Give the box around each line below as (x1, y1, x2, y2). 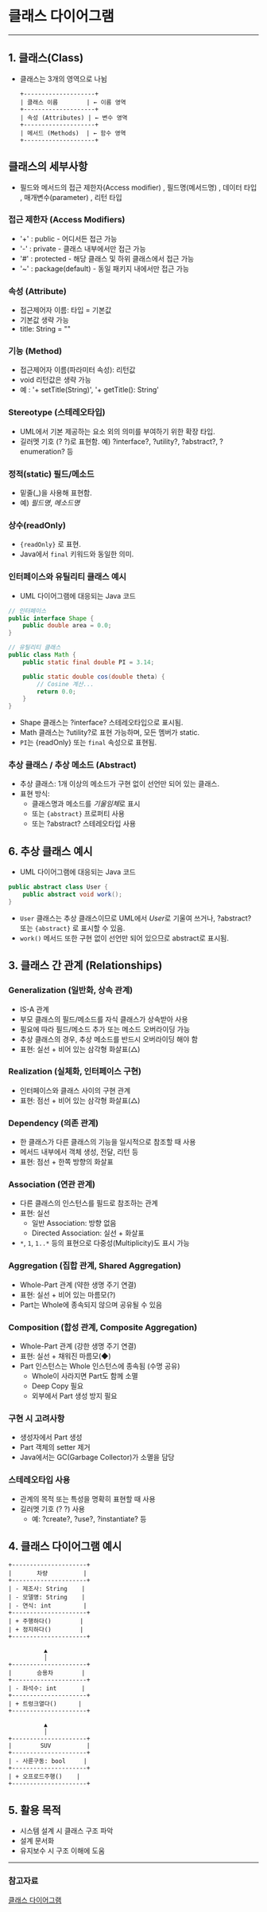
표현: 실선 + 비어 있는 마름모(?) (19, 1290, 116, 1299)
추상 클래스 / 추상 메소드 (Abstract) (8, 760, 137, 771)
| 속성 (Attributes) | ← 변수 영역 (19, 113, 128, 122)
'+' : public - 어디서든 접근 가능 (19, 234, 118, 243)
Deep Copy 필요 (31, 1381, 84, 1391)
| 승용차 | (8, 1669, 86, 1678)
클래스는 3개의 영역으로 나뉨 (19, 73, 107, 84)
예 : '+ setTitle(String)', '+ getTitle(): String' (19, 385, 160, 395)
